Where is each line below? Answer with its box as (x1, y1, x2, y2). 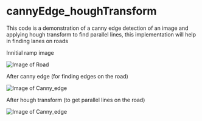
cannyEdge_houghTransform (6, 4, 157, 18)
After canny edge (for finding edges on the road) (6, 72, 129, 80)
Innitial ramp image (6, 49, 55, 56)
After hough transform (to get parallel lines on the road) (6, 96, 145, 103)
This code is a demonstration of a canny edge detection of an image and (6, 24, 189, 32)
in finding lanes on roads (6, 37, 69, 44)
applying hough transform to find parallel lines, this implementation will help (6, 30, 197, 38)
